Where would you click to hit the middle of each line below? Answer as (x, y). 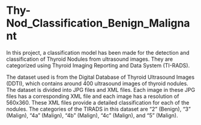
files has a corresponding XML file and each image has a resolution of (93, 96)
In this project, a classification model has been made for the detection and (98, 52)
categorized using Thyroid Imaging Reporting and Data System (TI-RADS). (98, 65)
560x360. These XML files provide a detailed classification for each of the (98, 102)
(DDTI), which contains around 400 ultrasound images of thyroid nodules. (97, 83)
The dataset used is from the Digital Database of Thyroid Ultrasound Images (100, 77)
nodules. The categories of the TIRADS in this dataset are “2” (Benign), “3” (98, 109)
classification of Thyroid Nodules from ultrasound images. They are (90, 59)
